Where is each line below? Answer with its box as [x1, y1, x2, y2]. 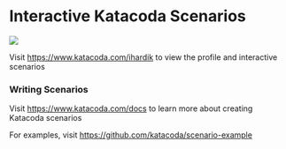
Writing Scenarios [9, 83, 89, 95]
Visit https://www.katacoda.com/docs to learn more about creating [9, 103, 253, 114]
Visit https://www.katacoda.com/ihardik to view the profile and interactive [9, 51, 278, 63]
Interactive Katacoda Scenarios [9, 6, 246, 26]
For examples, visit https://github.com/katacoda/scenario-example [9, 130, 252, 140]
